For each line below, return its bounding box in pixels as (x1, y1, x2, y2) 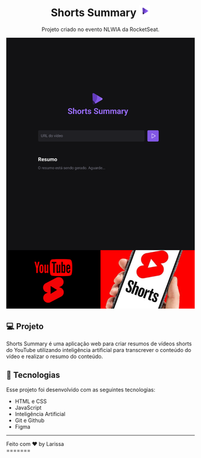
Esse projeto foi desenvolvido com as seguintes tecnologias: (6, 386, 156, 393)
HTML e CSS (14, 398, 47, 405)
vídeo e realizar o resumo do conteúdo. (6, 353, 103, 360)
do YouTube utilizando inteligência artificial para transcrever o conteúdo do (6, 346, 191, 353)
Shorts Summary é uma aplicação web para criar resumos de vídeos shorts (6, 340, 192, 347)
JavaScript (14, 404, 42, 411)
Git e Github (14, 417, 45, 424)
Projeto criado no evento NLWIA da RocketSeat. (41, 26, 160, 33)
